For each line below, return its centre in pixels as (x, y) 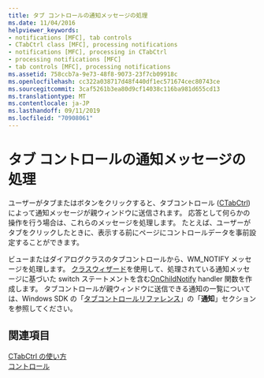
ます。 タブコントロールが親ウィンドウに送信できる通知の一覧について (136, 288)
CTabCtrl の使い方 (37, 356)
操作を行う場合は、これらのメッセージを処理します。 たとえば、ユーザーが (129, 223)
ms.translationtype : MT (47, 96)
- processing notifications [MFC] (65, 60)
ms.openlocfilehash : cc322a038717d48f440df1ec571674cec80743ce (114, 81)
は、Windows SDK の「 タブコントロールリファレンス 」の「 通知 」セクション (132, 298)
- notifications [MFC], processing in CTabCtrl (88, 52)
